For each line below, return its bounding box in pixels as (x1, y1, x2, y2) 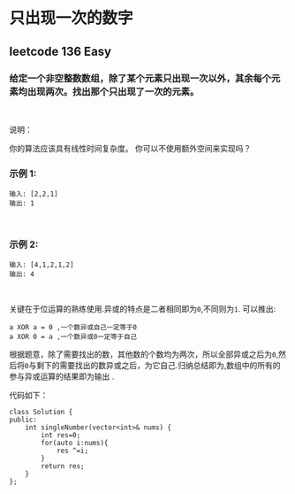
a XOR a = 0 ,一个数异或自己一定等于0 (9, 323, 138, 332)
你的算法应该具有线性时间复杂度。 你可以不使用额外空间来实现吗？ (9, 143, 252, 153)
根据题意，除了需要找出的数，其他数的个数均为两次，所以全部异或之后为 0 (9, 349, 276, 359)
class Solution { (9, 408, 73, 417)
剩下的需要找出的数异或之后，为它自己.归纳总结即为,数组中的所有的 (36, 360, 281, 371)
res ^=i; (56, 446, 89, 456)
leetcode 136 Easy (9, 43, 112, 58)
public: (9, 415, 38, 425)
